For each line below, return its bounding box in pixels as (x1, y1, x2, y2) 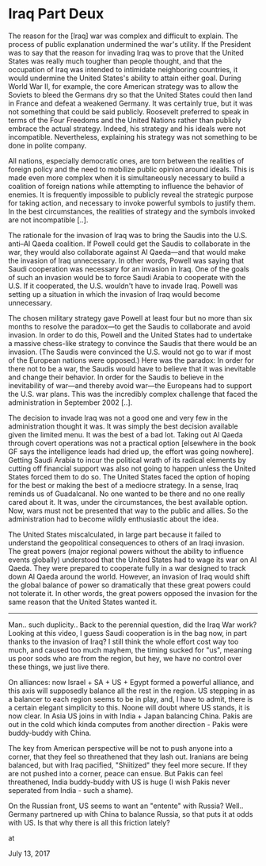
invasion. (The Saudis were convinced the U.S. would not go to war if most (8, 347, 252, 356)
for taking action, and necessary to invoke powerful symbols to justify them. (8, 198, 256, 207)
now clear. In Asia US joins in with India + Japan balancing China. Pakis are (8, 711, 253, 721)
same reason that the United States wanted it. (8, 597, 158, 606)
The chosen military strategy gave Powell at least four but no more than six (8, 313, 253, 322)
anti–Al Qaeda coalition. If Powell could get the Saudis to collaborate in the (8, 239, 251, 248)
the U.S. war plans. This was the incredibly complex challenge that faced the (8, 389, 259, 398)
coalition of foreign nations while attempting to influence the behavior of (8, 181, 244, 191)
